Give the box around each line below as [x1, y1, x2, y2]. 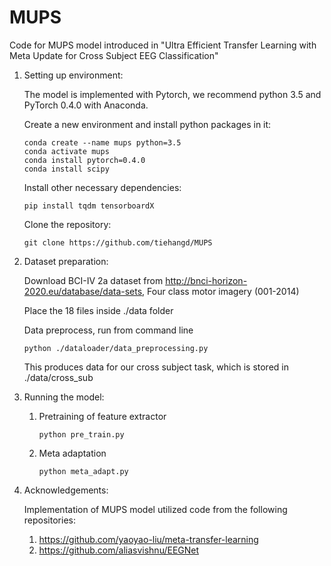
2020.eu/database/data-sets [23, 285, 143, 297]
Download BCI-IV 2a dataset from [23, 274, 164, 286]
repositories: [23, 514, 76, 526]
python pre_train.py [38, 429, 125, 440]
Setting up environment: [23, 69, 124, 81]
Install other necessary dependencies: [23, 181, 182, 193]
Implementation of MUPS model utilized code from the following [23, 503, 288, 515]
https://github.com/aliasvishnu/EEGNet [38, 544, 200, 556]
